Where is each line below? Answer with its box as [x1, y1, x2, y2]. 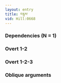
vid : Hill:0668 [5, 16, 36, 21]
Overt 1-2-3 [5, 59, 33, 65]
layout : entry [5, 7, 34, 12]
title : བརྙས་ [5, 12, 28, 17]
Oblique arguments [5, 72, 52, 79]
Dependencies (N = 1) [5, 32, 57, 39]
